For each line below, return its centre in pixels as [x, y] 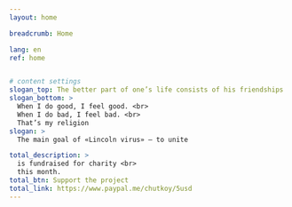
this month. [39, 172]
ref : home [28, 58]
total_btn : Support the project [69, 180]
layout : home [33, 17]
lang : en [25, 50]
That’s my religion [53, 123]
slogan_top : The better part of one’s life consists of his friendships [146, 90]
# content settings [45, 82]
